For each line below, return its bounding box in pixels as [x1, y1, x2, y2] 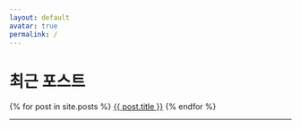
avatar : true [9, 21, 58, 30]
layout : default [9, 13, 70, 22]
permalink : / [9, 30, 58, 39]
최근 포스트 [9, 71, 86, 91]
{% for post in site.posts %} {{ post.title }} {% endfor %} [9, 101, 217, 112]
